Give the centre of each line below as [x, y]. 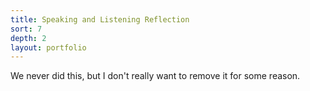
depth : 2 [28, 38]
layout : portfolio [48, 47]
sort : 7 [26, 29]
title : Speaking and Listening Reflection [100, 19]
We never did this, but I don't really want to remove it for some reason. [155, 76]
